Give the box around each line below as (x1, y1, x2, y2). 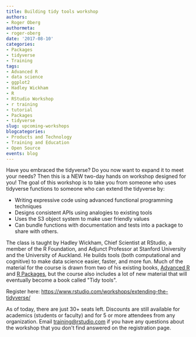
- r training (6, 101, 38, 107)
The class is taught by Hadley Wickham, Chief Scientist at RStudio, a (6, 239, 172, 247)
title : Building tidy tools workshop (6, 8, 99, 15)
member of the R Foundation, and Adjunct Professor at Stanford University (6, 245, 187, 252)
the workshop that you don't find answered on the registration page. (6, 324, 171, 332)
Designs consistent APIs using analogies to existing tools (14, 209, 153, 216)
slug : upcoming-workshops (6, 123, 69, 129)
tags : (6, 63, 19, 69)
